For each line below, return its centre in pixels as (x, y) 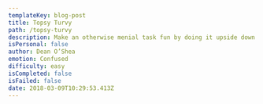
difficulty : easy (37, 66)
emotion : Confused (38, 59)
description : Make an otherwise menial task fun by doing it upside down (132, 37)
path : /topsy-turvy (40, 30)
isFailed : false (35, 81)
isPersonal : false (38, 45)
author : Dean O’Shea (42, 52)
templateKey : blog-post (47, 15)
